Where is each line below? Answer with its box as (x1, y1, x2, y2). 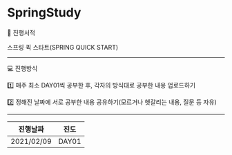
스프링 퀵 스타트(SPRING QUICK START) (7, 43, 119, 51)
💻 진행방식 (7, 64, 38, 72)
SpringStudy (7, 5, 81, 21)
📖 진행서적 (7, 28, 36, 37)
